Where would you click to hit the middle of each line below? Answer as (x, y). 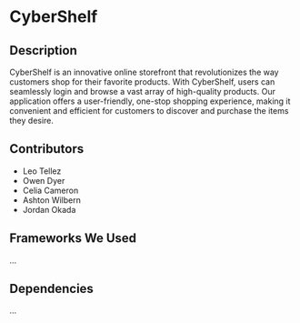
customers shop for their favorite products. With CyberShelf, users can (142, 82)
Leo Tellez (42, 171)
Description (43, 50)
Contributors (47, 149)
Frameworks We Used (73, 238)
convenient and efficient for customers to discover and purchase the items (149, 111)
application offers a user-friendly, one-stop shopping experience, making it (150, 101)
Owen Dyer (44, 180)
